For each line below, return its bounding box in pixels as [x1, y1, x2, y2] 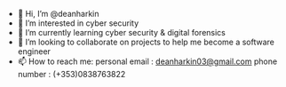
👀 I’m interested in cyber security [17, 18, 139, 28]
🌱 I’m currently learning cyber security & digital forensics [17, 28, 226, 37]
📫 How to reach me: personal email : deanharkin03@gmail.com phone [17, 56, 278, 67]
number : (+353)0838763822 [17, 69, 126, 79]
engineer [17, 46, 52, 57]
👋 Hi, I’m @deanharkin [17, 9, 99, 19]
